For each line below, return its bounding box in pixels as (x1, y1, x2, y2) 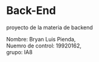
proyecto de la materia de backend (6, 24, 94, 31)
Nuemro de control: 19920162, (6, 42, 81, 49)
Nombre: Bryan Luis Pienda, (6, 35, 76, 43)
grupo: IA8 (6, 48, 33, 55)
